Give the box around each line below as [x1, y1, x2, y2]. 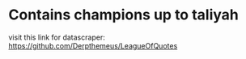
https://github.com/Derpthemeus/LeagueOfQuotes [8, 40, 178, 50]
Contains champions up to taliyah [8, 6, 239, 24]
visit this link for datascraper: [8, 32, 105, 42]
